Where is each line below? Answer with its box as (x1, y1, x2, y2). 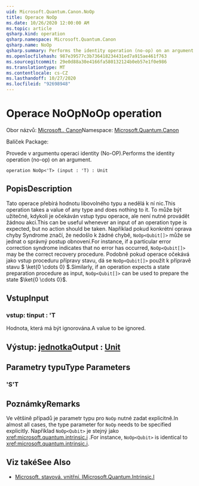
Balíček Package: (6, 138, 49, 145)
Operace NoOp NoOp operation (6, 107, 163, 120)
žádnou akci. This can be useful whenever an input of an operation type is (6, 219, 187, 226)
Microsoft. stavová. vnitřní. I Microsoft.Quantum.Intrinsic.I (14, 473, 155, 480)
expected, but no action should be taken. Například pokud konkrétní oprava (6, 225, 192, 232)
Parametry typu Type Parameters (6, 362, 130, 372)
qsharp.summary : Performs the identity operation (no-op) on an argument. (6, 48, 197, 54)
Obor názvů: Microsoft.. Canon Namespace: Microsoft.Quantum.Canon (6, 126, 179, 133)
